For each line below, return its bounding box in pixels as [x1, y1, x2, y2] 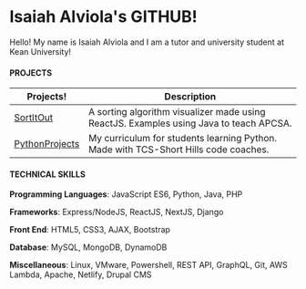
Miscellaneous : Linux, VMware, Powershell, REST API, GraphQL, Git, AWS [9, 260, 289, 271]
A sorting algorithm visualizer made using [87, 106, 266, 119]
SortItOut [14, 111, 54, 124]
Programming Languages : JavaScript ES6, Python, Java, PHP [9, 189, 243, 200]
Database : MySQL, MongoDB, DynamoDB [9, 242, 168, 253]
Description [164, 90, 217, 103]
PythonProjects [14, 138, 80, 150]
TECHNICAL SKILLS [9, 169, 87, 180]
